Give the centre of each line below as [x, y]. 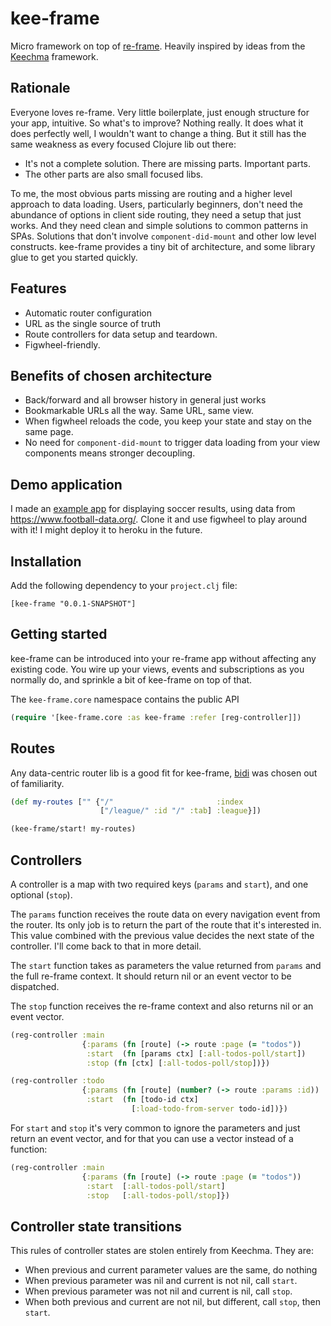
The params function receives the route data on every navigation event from [165, 914]
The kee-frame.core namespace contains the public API [125, 699]
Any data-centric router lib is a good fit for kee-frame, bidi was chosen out [164, 773]
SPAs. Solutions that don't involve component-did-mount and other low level [163, 236]
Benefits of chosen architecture [111, 375]
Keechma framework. [54, 56]
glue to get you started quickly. [74, 257]
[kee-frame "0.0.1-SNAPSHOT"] [73, 604]
